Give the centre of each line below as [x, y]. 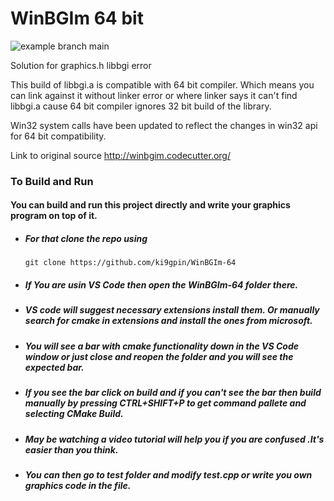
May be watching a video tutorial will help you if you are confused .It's [174, 439]
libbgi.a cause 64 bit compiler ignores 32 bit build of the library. [141, 106]
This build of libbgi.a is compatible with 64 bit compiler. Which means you [162, 84]
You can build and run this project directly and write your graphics [150, 205]
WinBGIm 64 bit [77, 18]
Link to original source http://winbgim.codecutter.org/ [120, 155]
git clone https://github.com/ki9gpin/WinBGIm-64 [130, 263]
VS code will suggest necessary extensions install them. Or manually [172, 310]
